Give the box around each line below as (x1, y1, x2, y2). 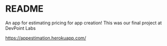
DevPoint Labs (5, 25, 36, 31)
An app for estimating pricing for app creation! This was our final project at (5, 20, 162, 26)
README (5, 3, 44, 15)
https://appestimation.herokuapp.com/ (5, 35, 87, 41)
